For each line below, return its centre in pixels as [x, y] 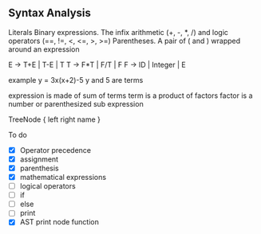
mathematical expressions [63, 177]
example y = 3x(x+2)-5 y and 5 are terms [76, 80]
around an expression [44, 49]
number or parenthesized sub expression [76, 103]
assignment [39, 159]
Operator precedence [55, 150]
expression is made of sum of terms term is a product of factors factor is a [130, 96]
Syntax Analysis [50, 13]
